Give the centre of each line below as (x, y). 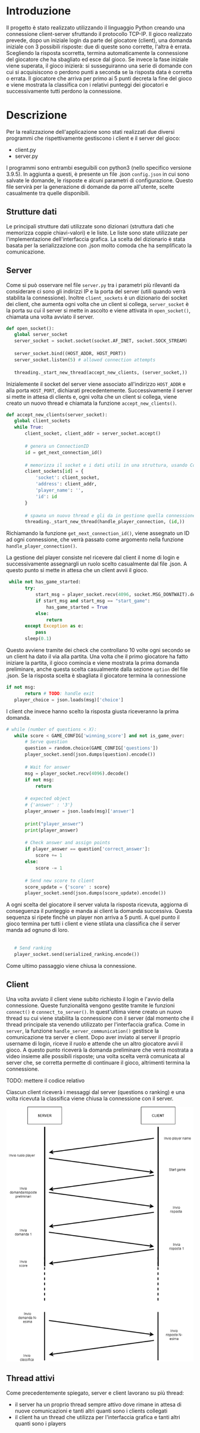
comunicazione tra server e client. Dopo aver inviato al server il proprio (93, 1037)
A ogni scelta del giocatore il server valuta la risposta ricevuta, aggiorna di (97, 905)
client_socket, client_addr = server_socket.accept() (93, 434)
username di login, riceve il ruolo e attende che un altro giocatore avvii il (95, 1043)
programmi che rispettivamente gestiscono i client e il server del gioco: (93, 138)
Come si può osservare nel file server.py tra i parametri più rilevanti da (93, 285)
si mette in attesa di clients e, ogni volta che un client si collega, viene (92, 396)
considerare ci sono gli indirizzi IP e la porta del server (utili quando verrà (96, 291)
